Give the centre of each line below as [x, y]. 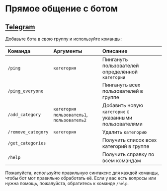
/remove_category [28, 132]
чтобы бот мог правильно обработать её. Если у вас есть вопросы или [81, 178]
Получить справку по [128, 154]
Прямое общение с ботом [62, 9]
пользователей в [123, 91]
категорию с [116, 111]
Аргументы [68, 51]
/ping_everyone [26, 91]
